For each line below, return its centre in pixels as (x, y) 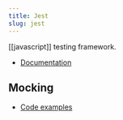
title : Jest (28, 16)
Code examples (46, 107)
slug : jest (27, 24)
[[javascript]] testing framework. (62, 46)
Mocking (31, 87)
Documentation (46, 62)
